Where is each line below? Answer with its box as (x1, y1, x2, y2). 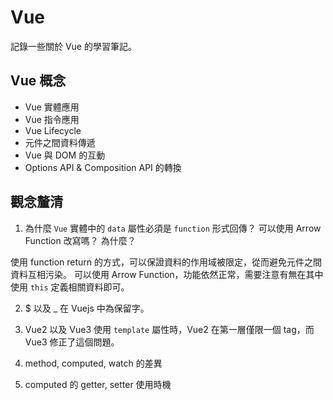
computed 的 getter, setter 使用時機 (24, 378, 172, 390)
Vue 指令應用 (24, 113, 80, 125)
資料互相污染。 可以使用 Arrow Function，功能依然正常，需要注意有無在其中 (10, 268, 324, 280)
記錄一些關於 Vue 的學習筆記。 (10, 40, 137, 52)
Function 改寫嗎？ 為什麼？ (24, 234, 137, 246)
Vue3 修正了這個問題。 (24, 336, 120, 348)
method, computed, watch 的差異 (24, 357, 163, 369)
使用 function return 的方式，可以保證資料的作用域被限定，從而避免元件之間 (10, 256, 322, 268)
